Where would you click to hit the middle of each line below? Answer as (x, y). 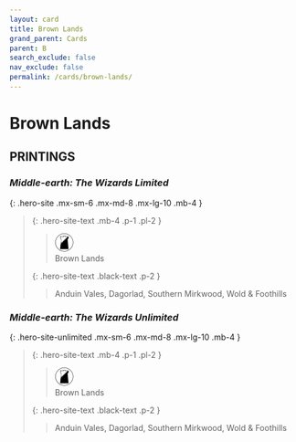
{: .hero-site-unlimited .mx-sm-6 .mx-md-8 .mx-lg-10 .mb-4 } (125, 337)
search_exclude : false (53, 58)
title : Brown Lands (47, 29)
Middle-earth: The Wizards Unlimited (94, 317)
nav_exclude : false (47, 68)
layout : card (34, 19)
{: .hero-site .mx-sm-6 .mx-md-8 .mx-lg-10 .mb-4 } (106, 203)
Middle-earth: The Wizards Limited (89, 183)
